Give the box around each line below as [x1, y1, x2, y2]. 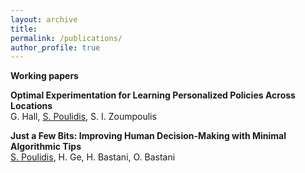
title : [10, 24, 38, 34]
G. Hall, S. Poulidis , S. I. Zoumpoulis [10, 111, 157, 123]
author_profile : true [10, 42, 101, 53]
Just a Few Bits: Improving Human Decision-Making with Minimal [10, 130, 287, 142]
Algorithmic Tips [10, 141, 82, 153]
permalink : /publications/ [10, 33, 123, 43]
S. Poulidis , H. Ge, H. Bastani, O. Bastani [10, 151, 176, 163]
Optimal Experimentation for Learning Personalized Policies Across [10, 89, 296, 101]
